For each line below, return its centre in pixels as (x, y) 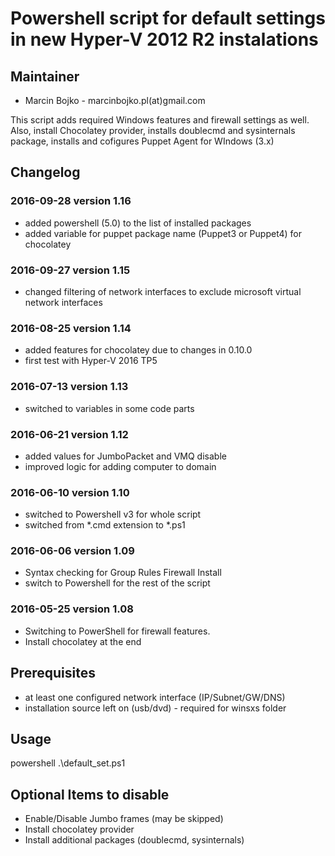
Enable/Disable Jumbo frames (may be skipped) (124, 819)
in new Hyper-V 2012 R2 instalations (164, 39)
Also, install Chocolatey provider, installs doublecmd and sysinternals (153, 130)
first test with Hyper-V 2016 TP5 (91, 361)
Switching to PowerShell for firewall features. (117, 631)
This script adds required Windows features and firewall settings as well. (160, 120)
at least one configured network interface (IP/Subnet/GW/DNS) (155, 697)
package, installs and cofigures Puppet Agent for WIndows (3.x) (142, 141)
